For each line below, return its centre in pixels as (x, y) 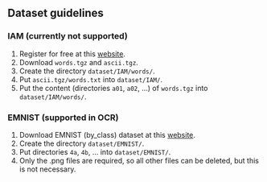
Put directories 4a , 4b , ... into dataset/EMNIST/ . (95, 151)
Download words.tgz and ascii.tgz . (78, 62)
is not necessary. (47, 169)
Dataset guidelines (55, 13)
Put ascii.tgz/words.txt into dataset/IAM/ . (90, 79)
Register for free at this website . (72, 54)
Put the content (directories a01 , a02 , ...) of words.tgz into (113, 88)
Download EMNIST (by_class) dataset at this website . (107, 134)
